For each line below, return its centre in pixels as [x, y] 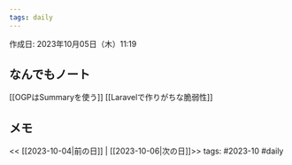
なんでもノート [50, 75]
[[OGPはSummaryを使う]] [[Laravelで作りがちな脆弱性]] [111, 98]
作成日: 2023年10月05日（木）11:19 [73, 43]
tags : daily [31, 17]
